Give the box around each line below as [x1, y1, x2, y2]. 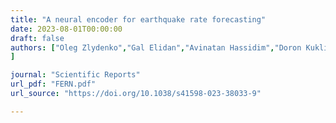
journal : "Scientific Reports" [10, 70, 141, 80]
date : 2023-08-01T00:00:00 [10, 24, 123, 34]
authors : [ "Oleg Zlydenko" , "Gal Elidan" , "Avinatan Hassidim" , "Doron [10, 42, 302, 53]
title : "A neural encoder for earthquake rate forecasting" [10, 14, 267, 25]
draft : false [10, 33, 65, 43]
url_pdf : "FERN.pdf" [10, 79, 97, 90]
